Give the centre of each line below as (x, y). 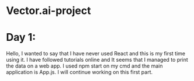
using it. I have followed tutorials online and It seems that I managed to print (97, 60)
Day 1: (21, 38)
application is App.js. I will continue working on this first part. (79, 72)
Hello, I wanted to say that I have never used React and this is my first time (96, 54)
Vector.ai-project (49, 11)
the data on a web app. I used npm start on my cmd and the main (84, 66)
